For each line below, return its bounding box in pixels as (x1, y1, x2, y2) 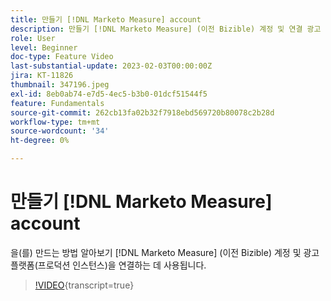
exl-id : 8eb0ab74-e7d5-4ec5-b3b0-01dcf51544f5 (10, 89, 208, 99)
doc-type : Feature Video (10, 52, 114, 62)
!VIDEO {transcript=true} (34, 279, 135, 291)
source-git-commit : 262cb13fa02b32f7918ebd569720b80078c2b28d (10, 107, 275, 118)
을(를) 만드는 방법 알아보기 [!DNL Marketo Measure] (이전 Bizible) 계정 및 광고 (10, 246, 320, 258)
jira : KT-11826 (10, 71, 74, 81)
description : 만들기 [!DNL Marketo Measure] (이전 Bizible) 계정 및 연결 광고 (10, 24, 322, 34)
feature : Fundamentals (10, 98, 105, 108)
